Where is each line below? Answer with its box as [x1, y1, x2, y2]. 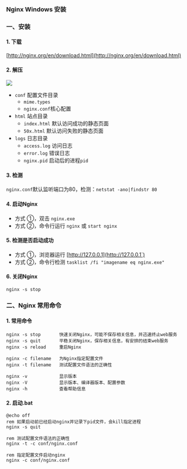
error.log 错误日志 [23, 150, 70, 157]
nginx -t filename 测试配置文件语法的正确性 [6, 362, 112, 368]
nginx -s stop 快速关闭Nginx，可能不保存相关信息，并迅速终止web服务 [6, 332, 178, 338]
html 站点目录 [14, 112, 49, 119]
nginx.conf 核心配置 [23, 105, 72, 112]
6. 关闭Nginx [6, 273, 38, 280]
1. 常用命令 [6, 317, 33, 324]
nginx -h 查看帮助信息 [6, 386, 86, 392]
